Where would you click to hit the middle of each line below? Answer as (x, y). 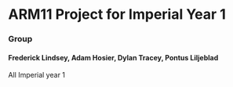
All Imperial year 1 (36, 75)
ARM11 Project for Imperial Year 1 (117, 14)
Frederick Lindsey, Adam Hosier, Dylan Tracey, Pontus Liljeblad (113, 57)
